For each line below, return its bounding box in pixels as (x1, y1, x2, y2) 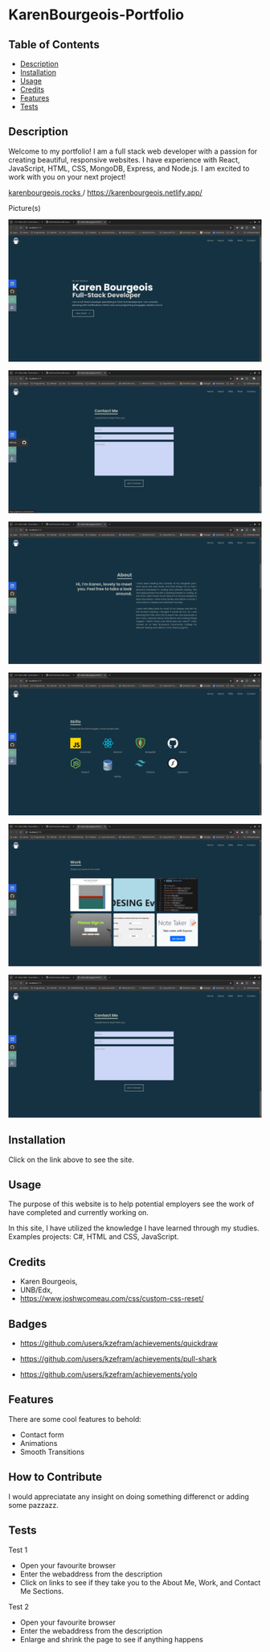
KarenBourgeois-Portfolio (8, 6, 185, 24)
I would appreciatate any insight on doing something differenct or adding (8, 1491, 249, 1502)
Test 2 (8, 1601, 30, 1611)
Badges (8, 1317, 47, 1331)
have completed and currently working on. (8, 1208, 149, 1217)
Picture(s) (8, 203, 41, 212)
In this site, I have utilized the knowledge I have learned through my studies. (8, 1223, 260, 1233)
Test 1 (8, 1545, 28, 1555)
